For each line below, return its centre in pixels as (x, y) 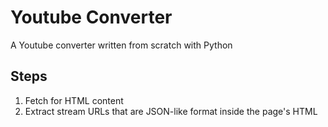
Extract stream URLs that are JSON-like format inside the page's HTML (171, 111)
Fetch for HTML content (74, 100)
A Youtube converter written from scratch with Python (121, 45)
